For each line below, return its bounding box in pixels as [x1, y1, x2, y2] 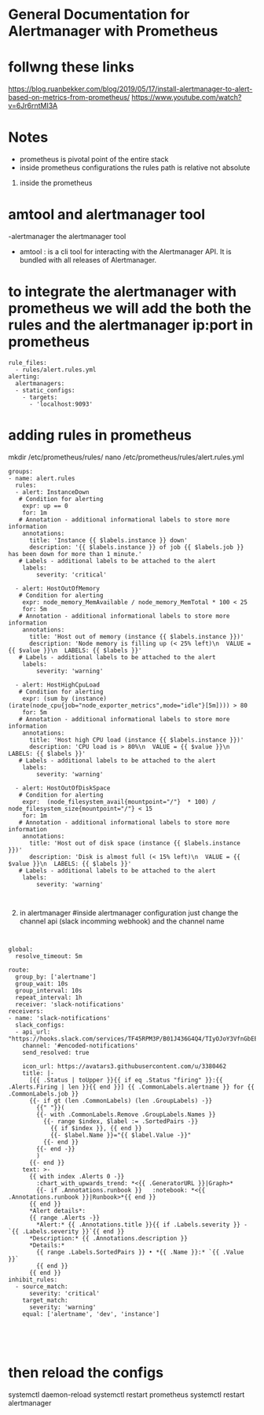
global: [8, 945, 34, 953]
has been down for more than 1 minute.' [8, 550, 143, 558]
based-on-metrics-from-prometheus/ [8, 93, 130, 102]
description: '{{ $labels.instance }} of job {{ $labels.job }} [28, 543, 244, 551]
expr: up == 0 [22, 502, 68, 510]
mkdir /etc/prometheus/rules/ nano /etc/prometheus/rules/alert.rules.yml [8, 452, 244, 462]
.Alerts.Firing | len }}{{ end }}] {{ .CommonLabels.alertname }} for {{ [8, 1083, 255, 1091]
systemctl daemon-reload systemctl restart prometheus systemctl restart [8, 1390, 245, 1399]
